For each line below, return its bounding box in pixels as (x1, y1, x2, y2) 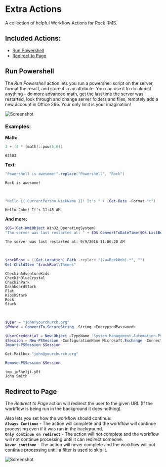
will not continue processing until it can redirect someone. (5, 436, 124, 442)
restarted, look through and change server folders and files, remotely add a (5, 96, 159, 102)
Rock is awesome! (5, 180, 41, 185)
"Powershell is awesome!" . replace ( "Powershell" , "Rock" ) (5, 171, 125, 176)
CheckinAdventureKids (5, 271, 50, 276)
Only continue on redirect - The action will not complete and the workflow (5, 431, 159, 437)
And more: (5, 216, 28, 222)
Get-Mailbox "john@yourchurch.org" (5, 351, 79, 356)
